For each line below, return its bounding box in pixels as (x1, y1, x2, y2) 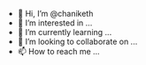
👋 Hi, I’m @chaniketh (17, 9, 94, 18)
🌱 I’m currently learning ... (17, 27, 112, 37)
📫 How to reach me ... (17, 47, 100, 56)
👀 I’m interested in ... (17, 18, 93, 28)
